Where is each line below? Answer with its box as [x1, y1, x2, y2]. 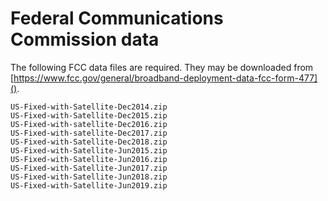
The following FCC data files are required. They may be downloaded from [10, 61, 314, 73]
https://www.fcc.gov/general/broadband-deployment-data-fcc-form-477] [13, 72, 318, 84]
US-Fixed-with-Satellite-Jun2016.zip [10, 154, 168, 164]
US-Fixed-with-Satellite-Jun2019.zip [10, 180, 168, 191]
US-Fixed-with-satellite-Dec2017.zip [10, 128, 168, 138]
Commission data [10, 28, 160, 51]
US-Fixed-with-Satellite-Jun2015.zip [10, 145, 168, 156]
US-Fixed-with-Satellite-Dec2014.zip [10, 102, 168, 112]
